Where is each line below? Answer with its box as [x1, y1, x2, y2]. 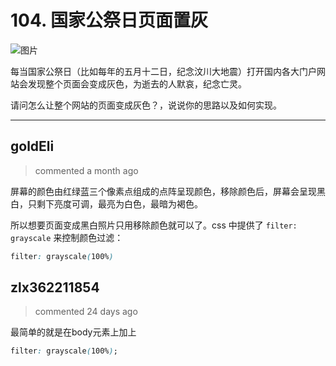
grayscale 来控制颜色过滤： [10, 231, 124, 243]
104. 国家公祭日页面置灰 [10, 9, 209, 32]
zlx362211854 [10, 279, 100, 296]
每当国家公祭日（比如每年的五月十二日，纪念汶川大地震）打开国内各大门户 [10, 65, 317, 77]
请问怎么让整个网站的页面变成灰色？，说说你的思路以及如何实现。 [10, 99, 282, 111]
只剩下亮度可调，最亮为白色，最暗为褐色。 [27, 197, 203, 210]
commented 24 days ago [34, 306, 138, 318]
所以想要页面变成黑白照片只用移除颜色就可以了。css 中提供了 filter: [10, 219, 298, 231]
